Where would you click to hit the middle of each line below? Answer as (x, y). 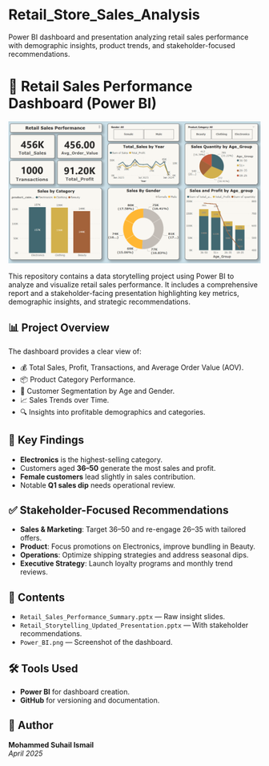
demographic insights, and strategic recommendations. (99, 302)
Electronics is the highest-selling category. (91, 460)
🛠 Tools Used (43, 669)
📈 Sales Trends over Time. (64, 399)
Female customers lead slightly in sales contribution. (108, 476)
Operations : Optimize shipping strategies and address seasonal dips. (134, 555)
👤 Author (31, 725)
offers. (31, 538)
